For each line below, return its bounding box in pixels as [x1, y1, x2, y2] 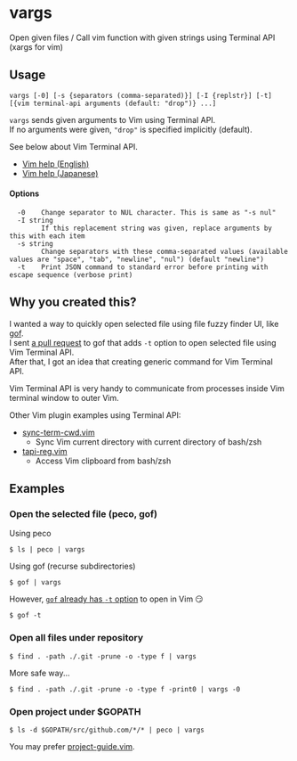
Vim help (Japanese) [21, 168, 99, 178]
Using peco [9, 528, 52, 539]
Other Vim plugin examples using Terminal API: [9, 409, 181, 421]
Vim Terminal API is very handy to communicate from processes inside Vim [9, 382, 285, 394]
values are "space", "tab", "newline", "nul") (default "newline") [9, 255, 265, 264]
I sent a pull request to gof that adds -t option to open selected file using [9, 337, 277, 348]
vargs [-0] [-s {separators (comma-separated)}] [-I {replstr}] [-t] [9, 91, 273, 100]
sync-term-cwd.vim [21, 427, 95, 438]
